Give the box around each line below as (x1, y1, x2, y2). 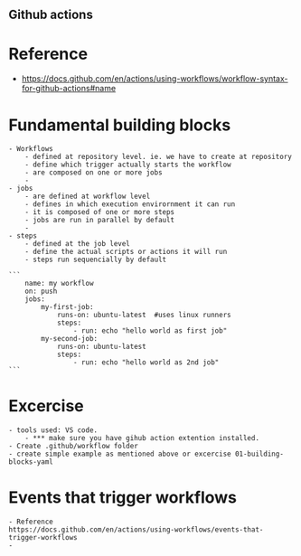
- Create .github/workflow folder (8, 442, 139, 451)
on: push (24, 287, 58, 297)
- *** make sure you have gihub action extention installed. (24, 434, 259, 443)
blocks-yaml (8, 457, 53, 466)
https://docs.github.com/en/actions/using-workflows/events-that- (8, 525, 264, 534)
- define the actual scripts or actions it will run (24, 248, 228, 257)
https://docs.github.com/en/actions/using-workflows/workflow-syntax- (21, 73, 288, 84)
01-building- (234, 449, 284, 459)
